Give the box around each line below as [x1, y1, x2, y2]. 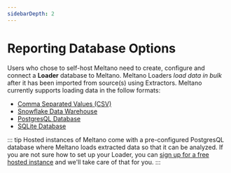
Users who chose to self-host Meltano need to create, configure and [7, 64, 205, 72]
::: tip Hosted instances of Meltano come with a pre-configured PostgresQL [7, 135, 225, 144]
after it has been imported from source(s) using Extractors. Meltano [7, 78, 202, 87]
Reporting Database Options [7, 40, 176, 56]
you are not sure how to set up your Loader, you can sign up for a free [7, 150, 210, 158]
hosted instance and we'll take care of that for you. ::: [7, 158, 161, 166]
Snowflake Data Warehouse [17, 106, 98, 116]
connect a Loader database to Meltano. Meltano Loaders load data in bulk [7, 71, 223, 79]
